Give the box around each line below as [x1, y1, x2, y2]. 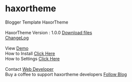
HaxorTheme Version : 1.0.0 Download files [5, 29, 93, 35]
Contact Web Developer [5, 66, 54, 72]
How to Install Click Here [5, 50, 55, 56]
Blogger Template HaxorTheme [5, 19, 68, 25]
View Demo [5, 45, 29, 51]
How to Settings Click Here [5, 55, 60, 61]
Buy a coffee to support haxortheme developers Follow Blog [5, 71, 127, 77]
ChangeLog [5, 35, 29, 41]
